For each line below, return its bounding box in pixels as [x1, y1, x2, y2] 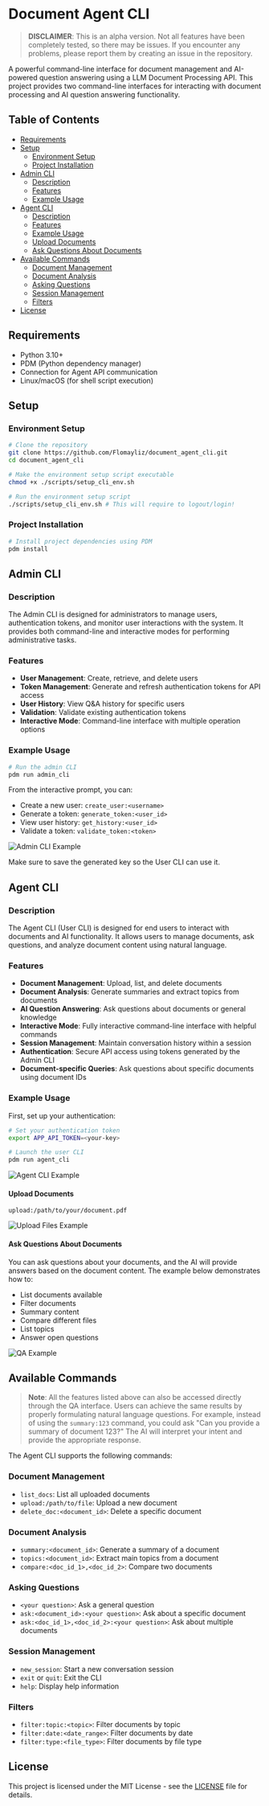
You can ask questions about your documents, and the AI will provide [8, 1257, 238, 1266]
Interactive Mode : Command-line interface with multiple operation [19, 716, 241, 726]
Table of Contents [8, 113, 100, 127]
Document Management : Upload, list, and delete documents [19, 979, 222, 988]
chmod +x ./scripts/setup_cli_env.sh [8, 478, 135, 486]
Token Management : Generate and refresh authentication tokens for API [19, 682, 261, 692]
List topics [19, 1324, 55, 1333]
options [19, 724, 46, 734]
